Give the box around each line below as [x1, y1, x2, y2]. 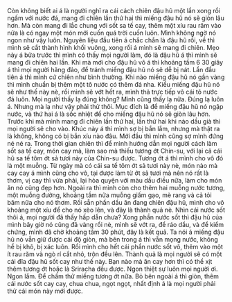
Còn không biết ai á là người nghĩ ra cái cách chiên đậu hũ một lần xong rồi [7, 7, 220, 15]
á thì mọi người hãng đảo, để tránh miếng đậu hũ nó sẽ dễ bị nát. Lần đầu [7, 66, 216, 74]
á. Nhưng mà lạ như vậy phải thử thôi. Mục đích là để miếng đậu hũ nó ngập [7, 103, 224, 110]
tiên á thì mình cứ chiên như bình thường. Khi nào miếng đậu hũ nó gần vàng [7, 73, 225, 81]
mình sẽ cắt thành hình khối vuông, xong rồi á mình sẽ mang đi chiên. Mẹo [7, 44, 220, 51]
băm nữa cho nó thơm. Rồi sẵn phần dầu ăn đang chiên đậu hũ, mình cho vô [7, 199, 224, 206]
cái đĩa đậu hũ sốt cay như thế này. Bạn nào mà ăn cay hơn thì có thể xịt [7, 258, 213, 265]
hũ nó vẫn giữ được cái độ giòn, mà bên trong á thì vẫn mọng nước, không [7, 235, 218, 243]
